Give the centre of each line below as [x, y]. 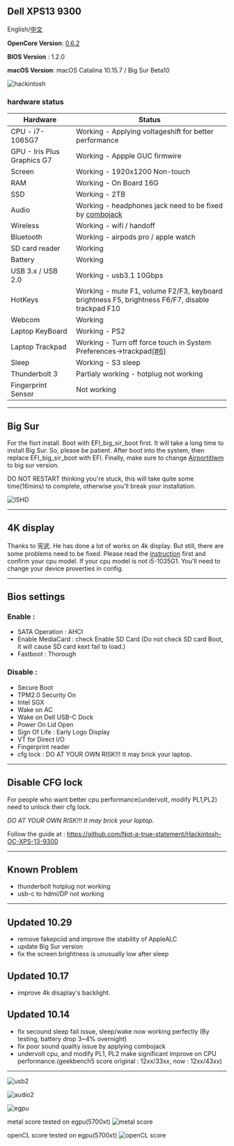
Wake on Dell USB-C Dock [55, 717]
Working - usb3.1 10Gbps [120, 276]
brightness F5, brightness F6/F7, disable [143, 300]
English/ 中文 [25, 29]
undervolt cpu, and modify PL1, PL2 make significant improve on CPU [117, 1053]
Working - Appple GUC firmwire [129, 156]
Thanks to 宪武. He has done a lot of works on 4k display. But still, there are [116, 545]
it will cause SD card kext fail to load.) [71, 647]
